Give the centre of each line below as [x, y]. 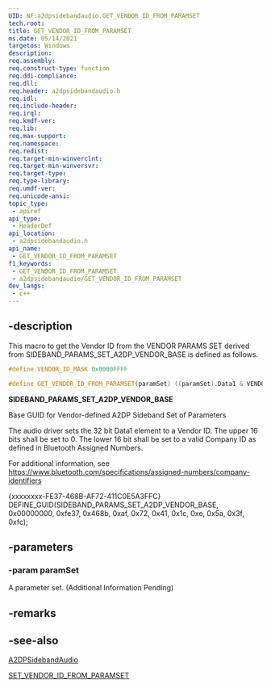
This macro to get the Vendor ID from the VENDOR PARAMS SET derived [129, 346]
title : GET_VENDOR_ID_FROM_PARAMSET [70, 31]
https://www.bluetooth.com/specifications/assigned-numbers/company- [129, 472]
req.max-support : [38, 136]
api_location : [32, 234]
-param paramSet [44, 570]
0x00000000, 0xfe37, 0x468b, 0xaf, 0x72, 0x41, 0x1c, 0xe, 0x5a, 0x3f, [126, 513]
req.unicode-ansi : [39, 196]
